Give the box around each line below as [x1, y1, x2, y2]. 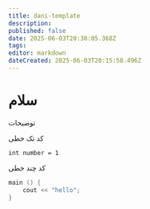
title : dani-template [8, 11, 81, 20]
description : [8, 19, 52, 27]
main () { [8, 178, 42, 186]
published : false [8, 27, 67, 35]
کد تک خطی [8, 133, 44, 143]
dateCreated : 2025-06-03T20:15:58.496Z [8, 57, 142, 65]
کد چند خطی [8, 162, 46, 173]
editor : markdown [8, 49, 67, 57]
